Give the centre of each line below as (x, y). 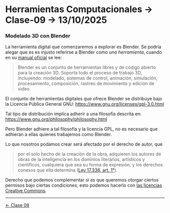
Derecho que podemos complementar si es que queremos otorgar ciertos (82, 180)
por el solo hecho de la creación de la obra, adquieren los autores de (89, 154)
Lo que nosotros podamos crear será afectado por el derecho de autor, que (84, 144)
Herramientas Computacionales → (79, 9)
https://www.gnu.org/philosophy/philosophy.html (56, 119)
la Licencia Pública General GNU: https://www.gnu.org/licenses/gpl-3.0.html (85, 104)
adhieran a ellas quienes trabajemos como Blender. (59, 135)
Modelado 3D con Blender (38, 36)
